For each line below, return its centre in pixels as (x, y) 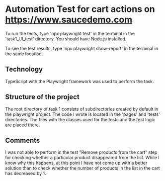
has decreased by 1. (26, 174)
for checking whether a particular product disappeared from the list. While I (82, 158)
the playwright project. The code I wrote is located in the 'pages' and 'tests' (82, 114)
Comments (23, 140)
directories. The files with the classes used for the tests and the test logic (80, 119)
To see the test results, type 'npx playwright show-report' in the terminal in (82, 48)
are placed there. (23, 125)
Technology (24, 69)
